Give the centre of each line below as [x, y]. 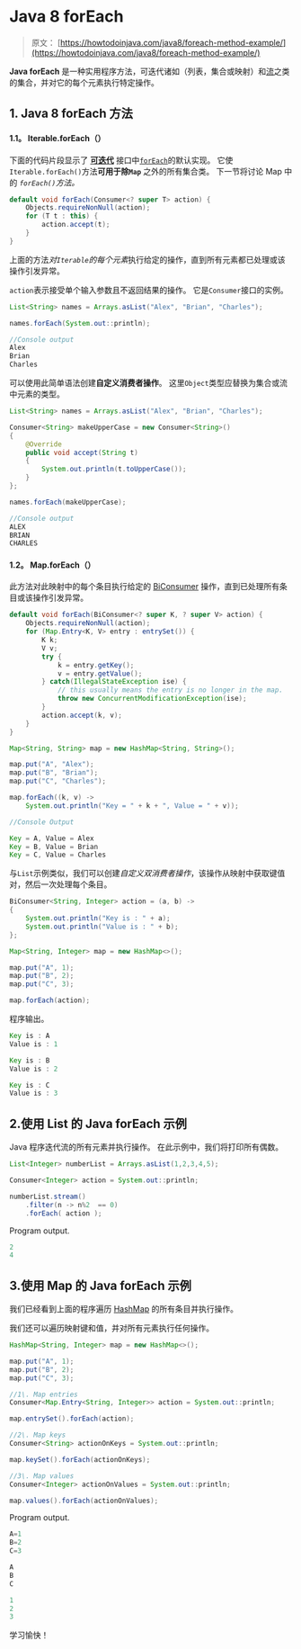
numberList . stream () [48, 1196]
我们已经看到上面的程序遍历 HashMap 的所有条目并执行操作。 [124, 1309]
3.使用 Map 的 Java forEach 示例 [100, 1285]
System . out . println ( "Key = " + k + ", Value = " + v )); [133, 806]
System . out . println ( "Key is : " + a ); [98, 919]
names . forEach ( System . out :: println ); [80, 323]
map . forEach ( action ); [50, 1000]
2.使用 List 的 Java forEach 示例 [98, 1123]
